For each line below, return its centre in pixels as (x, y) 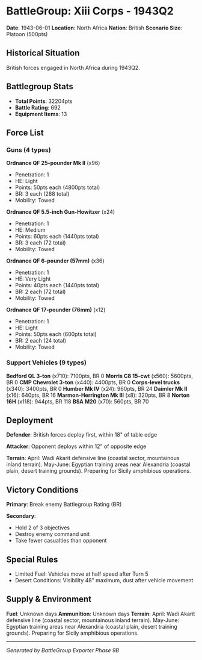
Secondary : (21, 516)
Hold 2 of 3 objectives (42, 528)
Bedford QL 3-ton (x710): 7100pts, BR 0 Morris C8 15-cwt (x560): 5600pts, (100, 376)
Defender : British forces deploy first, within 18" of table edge (82, 435)
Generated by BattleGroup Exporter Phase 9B (63, 650)
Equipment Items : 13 (41, 114)
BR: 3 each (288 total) (42, 194)
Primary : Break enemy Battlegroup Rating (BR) (64, 505)
